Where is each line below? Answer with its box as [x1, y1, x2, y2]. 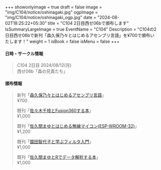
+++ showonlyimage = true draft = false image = [5, 4, 102, 10]
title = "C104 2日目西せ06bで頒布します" [48, 20, 129, 26]
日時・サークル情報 [5, 51, 44, 57]
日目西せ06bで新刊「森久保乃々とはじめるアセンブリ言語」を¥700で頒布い [5, 33, 155, 38]
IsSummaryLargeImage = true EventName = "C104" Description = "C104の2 [5, 26, 157, 32]
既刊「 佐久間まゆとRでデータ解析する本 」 [16, 154, 101, 160]
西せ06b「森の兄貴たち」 [16, 68, 68, 75]
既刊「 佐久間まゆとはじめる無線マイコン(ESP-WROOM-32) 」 [16, 123, 139, 129]
